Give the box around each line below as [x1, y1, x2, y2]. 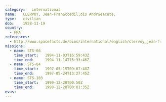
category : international [5, 7, 61, 12]
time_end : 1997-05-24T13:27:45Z [14, 71, 90, 76]
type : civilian [5, 16, 41, 21]
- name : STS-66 [9, 48, 41, 53]
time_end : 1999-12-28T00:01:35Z [14, 84, 90, 90]
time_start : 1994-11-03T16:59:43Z [14, 52, 90, 58]
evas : [5, 89, 16, 94]
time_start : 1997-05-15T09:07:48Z [14, 67, 90, 72]
